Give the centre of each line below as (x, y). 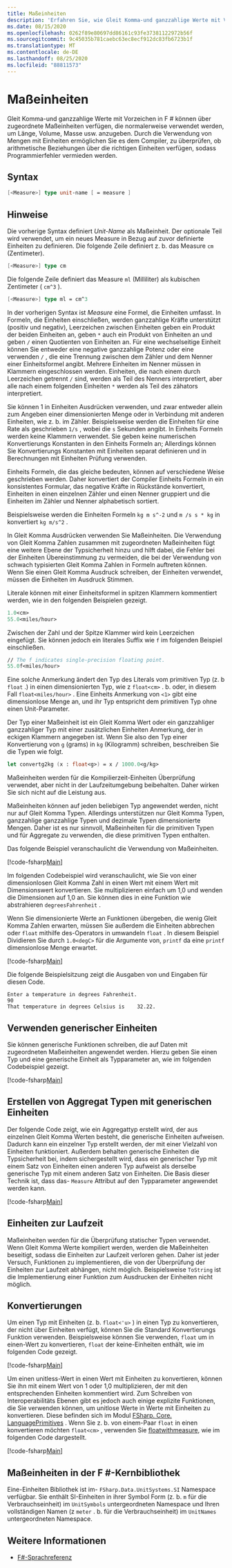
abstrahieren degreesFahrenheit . (54, 905)
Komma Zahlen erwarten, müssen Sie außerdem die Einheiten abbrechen (111, 926)
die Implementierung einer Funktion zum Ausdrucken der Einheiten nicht (110, 1277)
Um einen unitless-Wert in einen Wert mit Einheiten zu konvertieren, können (115, 1379)
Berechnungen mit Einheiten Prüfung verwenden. (77, 458)
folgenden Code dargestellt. (47, 1438)
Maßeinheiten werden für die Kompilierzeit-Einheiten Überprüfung (101, 778)
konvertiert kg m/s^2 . (38, 522)
